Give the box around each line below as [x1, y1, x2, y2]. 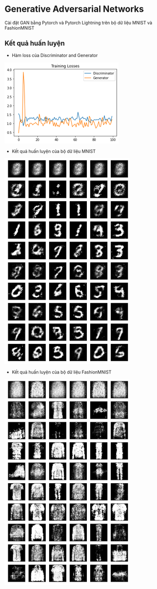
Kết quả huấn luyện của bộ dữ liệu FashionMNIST [11, 369, 111, 375]
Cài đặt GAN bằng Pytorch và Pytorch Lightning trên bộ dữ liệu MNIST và [4, 20, 153, 26]
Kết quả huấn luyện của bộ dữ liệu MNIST [11, 148, 96, 154]
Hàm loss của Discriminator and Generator [11, 52, 98, 58]
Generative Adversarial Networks [4, 3, 144, 15]
